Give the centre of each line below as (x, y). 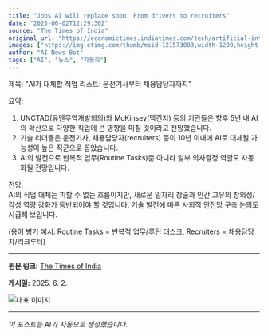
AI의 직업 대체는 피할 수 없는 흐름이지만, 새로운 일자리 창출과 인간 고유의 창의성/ (132, 194)
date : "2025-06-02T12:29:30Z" (59, 23)
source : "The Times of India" (59, 30)
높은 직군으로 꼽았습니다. (79, 148)
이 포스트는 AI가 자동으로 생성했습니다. (68, 324)
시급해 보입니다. (33, 214)
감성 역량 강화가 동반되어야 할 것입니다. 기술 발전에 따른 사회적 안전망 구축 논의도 (134, 204)
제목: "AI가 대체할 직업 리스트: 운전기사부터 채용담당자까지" (100, 84)
